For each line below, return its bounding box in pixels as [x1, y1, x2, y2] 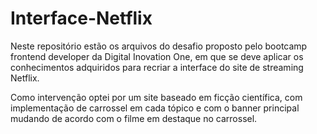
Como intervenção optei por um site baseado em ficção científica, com [10, 91, 303, 103]
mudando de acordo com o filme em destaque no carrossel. [10, 112, 258, 124]
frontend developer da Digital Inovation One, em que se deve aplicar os [10, 50, 304, 62]
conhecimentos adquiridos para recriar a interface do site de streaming [10, 61, 304, 73]
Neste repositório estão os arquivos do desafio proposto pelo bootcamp [10, 40, 308, 52]
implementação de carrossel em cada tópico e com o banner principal [10, 102, 300, 114]
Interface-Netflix [10, 7, 153, 30]
